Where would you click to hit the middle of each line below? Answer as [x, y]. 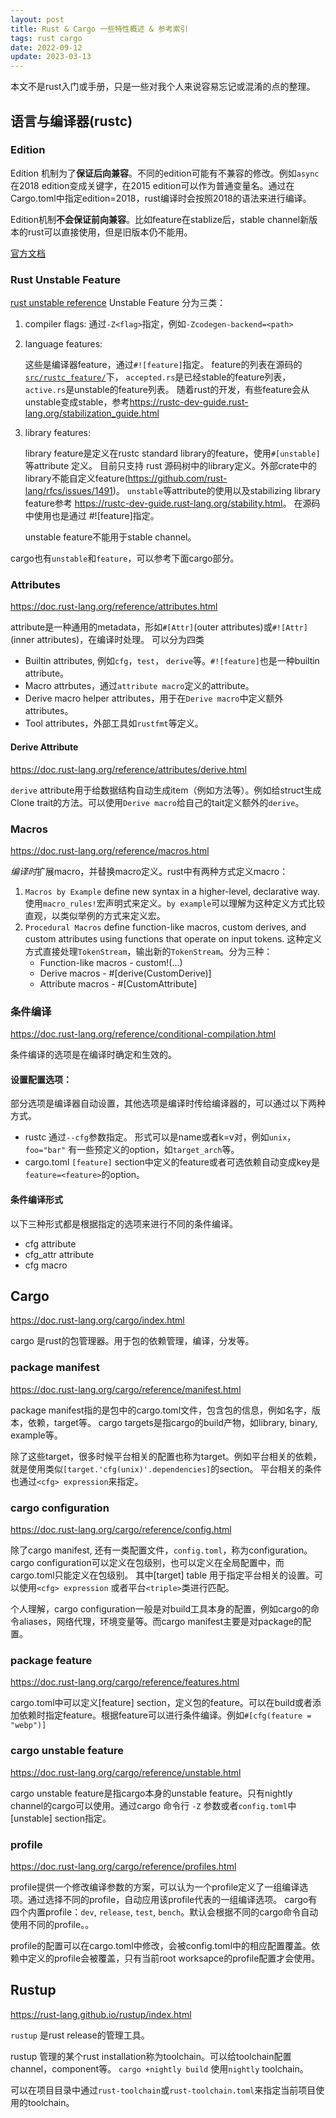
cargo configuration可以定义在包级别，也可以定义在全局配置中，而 [147, 1563]
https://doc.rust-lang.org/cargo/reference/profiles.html [123, 1866]
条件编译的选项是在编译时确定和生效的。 [93, 1055]
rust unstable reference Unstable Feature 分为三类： [118, 303]
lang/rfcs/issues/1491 [68, 491]
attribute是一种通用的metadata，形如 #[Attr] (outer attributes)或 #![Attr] [159, 627]
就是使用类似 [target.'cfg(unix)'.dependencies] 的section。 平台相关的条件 [166, 1468]
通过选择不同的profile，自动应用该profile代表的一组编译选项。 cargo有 [172, 1899]
